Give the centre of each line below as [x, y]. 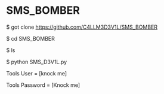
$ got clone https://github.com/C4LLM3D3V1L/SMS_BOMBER [82, 27]
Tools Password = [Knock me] [43, 85]
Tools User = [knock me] [37, 73]
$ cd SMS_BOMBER [30, 38]
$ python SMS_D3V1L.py [37, 62]
